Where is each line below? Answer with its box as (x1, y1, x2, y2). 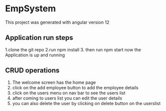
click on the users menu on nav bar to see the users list (12, 90, 125, 96)
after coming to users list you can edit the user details (12, 95, 122, 101)
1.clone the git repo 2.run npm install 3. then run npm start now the (5, 46, 141, 52)
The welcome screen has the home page (12, 79, 96, 85)
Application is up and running (5, 52, 65, 58)
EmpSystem (5, 3, 56, 14)
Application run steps (5, 34, 73, 42)
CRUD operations (5, 66, 60, 74)
